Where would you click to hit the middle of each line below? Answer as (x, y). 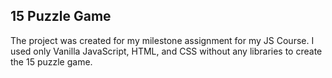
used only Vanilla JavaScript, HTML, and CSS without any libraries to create (166, 51)
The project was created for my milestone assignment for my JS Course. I (162, 40)
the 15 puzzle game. (51, 61)
